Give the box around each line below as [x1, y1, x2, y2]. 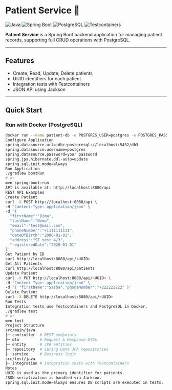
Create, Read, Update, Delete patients [12, 70, 93, 76]
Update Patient [5, 270, 38, 276]
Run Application [5, 166, 40, 171]
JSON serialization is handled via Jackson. [5, 375, 102, 380]
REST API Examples [5, 190, 45, 195]
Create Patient [5, 194, 38, 200]
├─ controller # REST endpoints [5, 332, 77, 338]
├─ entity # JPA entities [5, 342, 72, 347]
